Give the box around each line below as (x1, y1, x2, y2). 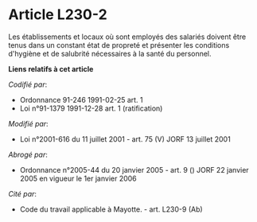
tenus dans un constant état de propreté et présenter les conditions (8, 40, 230, 49)
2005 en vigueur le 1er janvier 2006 (19, 173, 137, 183)
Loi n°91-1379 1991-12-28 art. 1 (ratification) (19, 103, 163, 113)
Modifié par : (8, 119, 49, 128)
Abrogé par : (8, 150, 48, 159)
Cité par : (8, 189, 37, 198)
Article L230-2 (8, 6, 107, 24)
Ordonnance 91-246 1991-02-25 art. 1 (19, 95, 143, 104)
